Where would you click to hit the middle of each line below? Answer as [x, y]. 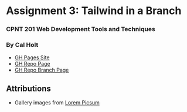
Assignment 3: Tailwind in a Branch [94, 11]
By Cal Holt [22, 45]
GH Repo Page [33, 64]
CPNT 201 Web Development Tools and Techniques [81, 29]
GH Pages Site [32, 57]
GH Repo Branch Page [42, 70]
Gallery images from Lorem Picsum [57, 103]
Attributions [29, 88]
